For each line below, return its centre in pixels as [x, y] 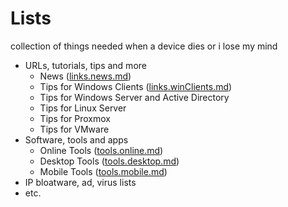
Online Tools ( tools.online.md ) [101, 150]
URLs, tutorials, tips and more [85, 65]
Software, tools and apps [76, 139]
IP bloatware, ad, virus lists [80, 182]
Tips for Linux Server [83, 108]
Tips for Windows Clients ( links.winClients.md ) [136, 86]
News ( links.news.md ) [85, 76]
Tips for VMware [74, 129]
